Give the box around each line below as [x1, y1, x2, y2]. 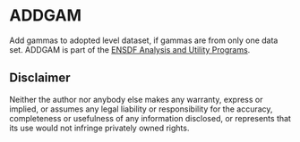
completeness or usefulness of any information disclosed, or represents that [9, 113, 291, 123]
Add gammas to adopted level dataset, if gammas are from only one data [9, 35, 279, 46]
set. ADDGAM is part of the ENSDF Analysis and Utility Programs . [9, 44, 251, 54]
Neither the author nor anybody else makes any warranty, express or [9, 94, 263, 104]
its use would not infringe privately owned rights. [9, 122, 190, 133]
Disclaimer [9, 71, 71, 86]
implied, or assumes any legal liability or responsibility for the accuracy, [9, 104, 273, 114]
